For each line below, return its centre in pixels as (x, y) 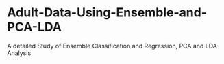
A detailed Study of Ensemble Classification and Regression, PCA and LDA (112, 46)
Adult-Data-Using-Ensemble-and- (107, 13)
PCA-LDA (34, 27)
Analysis (19, 53)
